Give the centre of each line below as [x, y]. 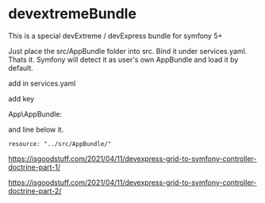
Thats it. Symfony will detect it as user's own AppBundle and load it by [123, 59]
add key [21, 98]
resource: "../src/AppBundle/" [60, 144]
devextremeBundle [73, 14]
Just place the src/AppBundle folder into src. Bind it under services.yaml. [128, 51]
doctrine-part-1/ [35, 167]
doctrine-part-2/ [35, 190]
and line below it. [36, 129]
